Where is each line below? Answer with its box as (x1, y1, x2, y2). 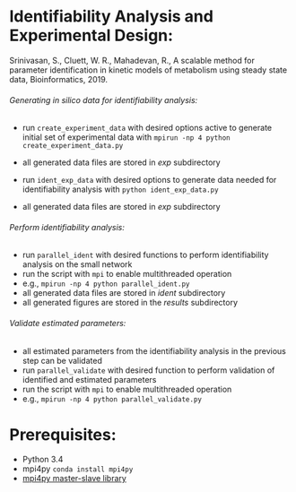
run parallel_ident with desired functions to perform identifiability (22, 249, 269, 261)
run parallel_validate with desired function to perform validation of (22, 365, 275, 375)
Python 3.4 (22, 454, 64, 465)
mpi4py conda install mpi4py (22, 463, 134, 474)
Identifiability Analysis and (9, 6, 213, 27)
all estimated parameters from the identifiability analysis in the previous (22, 345, 287, 356)
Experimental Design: (9, 25, 173, 46)
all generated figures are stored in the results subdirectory (22, 298, 239, 308)
